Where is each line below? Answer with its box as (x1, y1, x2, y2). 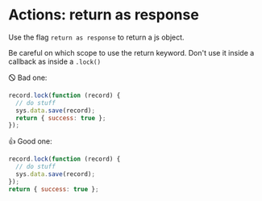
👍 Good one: (8, 136, 52, 146)
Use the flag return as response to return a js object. (8, 32, 185, 42)
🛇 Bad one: (8, 73, 48, 82)
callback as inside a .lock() (8, 57, 102, 66)
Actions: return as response (8, 6, 199, 24)
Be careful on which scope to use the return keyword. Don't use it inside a (8, 48, 255, 57)
